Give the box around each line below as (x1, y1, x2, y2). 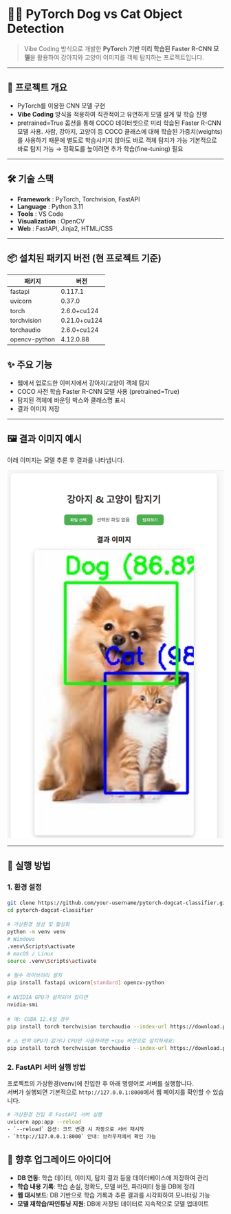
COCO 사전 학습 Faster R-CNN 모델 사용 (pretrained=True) (16, 387, 180, 395)
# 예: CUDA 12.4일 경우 (7, 1015, 69, 1023)
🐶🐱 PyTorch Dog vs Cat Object (7, 6, 183, 22)
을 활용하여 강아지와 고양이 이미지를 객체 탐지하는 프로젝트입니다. (30, 53, 204, 61)
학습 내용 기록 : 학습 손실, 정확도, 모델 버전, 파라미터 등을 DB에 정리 (16, 1182, 195, 1191)
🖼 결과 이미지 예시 (7, 433, 82, 445)
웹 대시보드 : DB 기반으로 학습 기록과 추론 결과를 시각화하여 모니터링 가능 (16, 1191, 211, 1199)
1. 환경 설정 (7, 882, 42, 892)
